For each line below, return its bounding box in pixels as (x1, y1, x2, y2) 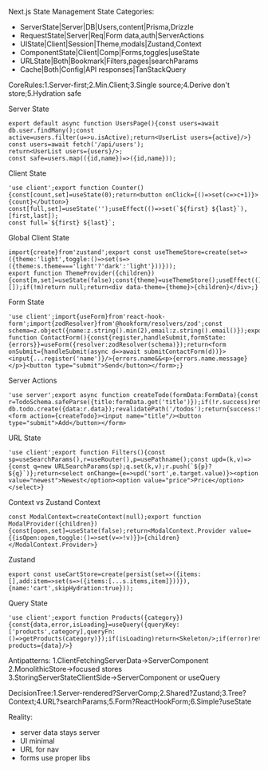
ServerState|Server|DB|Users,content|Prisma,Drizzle (19, 22, 194, 31)
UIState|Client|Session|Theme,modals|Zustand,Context (19, 39, 202, 49)
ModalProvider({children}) (8, 520, 98, 528)
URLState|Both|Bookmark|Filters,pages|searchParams (19, 56, 199, 65)
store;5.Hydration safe (8, 89, 82, 98)
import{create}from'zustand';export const (8, 248, 152, 256)
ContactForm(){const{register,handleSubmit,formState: (40, 334, 227, 342)
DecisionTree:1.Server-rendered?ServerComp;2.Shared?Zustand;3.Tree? (8, 689, 246, 697)
